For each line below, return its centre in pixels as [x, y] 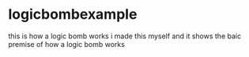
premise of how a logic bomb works [66, 44]
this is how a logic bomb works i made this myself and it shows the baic [125, 36]
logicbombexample [73, 14]
